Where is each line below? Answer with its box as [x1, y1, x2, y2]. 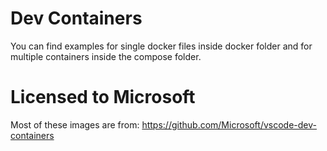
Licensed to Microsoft [10, 86, 196, 109]
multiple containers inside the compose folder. [10, 50, 202, 62]
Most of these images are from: [10, 118, 140, 131]
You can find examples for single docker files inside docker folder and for [10, 40, 313, 52]
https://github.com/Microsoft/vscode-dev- [141, 118, 317, 131]
